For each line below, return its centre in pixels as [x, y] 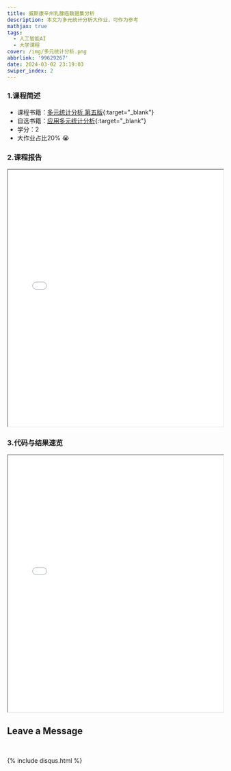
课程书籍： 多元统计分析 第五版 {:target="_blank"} [85, 112]
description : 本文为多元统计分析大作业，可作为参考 [73, 20]
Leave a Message [45, 731]
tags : [15, 33]
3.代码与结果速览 [35, 443]
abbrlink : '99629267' [38, 58]
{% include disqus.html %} [45, 761]
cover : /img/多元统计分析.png [47, 52]
